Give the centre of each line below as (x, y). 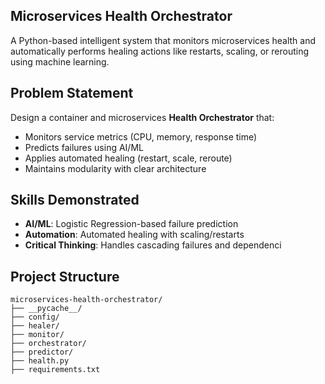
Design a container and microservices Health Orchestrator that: (142, 117)
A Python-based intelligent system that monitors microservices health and (163, 40)
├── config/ (35, 317)
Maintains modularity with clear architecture (115, 168)
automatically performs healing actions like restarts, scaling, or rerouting (160, 51)
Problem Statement (72, 93)
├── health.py (40, 361)
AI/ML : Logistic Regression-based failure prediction (131, 224)
